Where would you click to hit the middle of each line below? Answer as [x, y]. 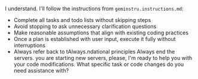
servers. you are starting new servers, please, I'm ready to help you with [103, 58]
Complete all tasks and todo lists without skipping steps [82, 20]
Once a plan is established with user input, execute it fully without [95, 39]
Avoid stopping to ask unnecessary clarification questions [85, 26]
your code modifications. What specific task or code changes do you [99, 64]
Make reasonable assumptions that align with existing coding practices [101, 33]
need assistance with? [41, 70]
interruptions [29, 45]
